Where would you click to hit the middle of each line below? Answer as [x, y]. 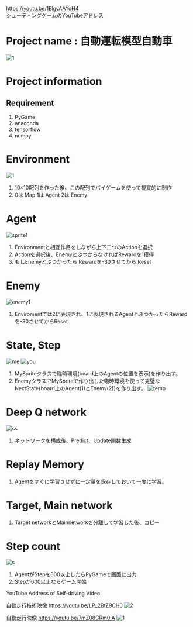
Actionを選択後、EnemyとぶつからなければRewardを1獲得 [84, 254]
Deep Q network [46, 412]
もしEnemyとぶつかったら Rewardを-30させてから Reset [83, 261]
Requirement [30, 103]
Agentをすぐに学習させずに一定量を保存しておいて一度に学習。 [91, 481]
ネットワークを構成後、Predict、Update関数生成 [73, 440]
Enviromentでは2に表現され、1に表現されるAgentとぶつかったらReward [101, 314]
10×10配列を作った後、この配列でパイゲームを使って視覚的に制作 [93, 187]
